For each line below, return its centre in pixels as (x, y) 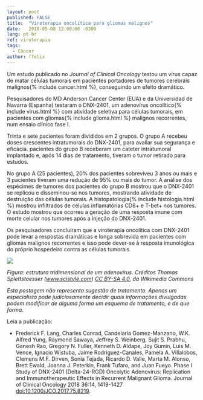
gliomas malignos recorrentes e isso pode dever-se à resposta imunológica (101, 243)
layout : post (23, 12)
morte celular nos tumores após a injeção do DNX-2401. (77, 218)
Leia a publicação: (30, 321)
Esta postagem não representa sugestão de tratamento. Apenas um (92, 290)
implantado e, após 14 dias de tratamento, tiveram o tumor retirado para (96, 155)
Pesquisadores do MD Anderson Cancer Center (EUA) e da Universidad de (100, 98)
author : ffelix (26, 57)
